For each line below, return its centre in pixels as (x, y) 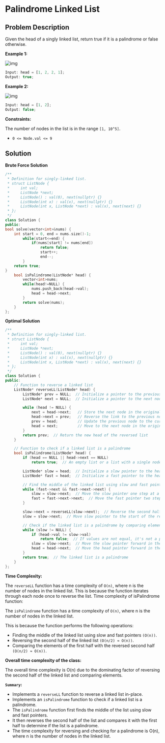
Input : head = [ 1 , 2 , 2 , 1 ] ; (35, 72)
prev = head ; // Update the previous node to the (92, 421)
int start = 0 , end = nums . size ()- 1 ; (53, 234)
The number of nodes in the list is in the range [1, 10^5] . (63, 129)
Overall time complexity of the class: (43, 660)
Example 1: (16, 54)
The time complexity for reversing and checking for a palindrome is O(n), (86, 731)
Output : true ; (20, 77)
